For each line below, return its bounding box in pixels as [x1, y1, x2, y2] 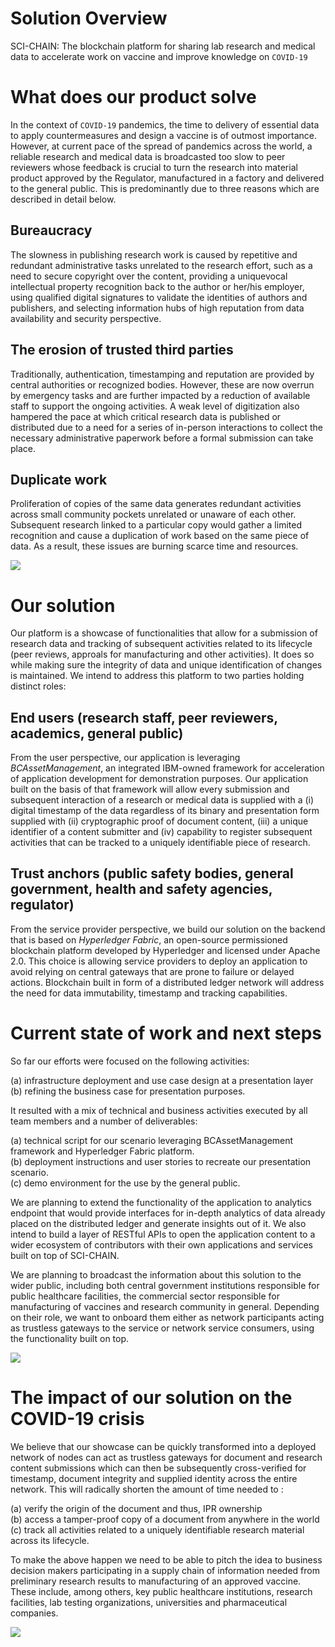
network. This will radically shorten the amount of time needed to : [10, 1483, 284, 1495]
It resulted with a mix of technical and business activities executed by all [10, 1104, 308, 1116]
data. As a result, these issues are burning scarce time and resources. [10, 540, 299, 552]
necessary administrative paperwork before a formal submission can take [10, 432, 314, 444]
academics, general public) [10, 725, 184, 742]
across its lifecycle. [10, 1534, 90, 1546]
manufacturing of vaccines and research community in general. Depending [10, 1300, 320, 1312]
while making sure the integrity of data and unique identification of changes [10, 659, 323, 671]
